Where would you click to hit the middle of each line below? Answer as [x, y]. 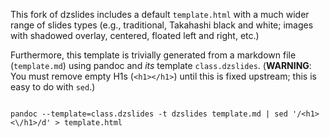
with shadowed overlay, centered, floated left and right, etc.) [135, 35]
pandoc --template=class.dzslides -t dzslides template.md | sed [149, 114]
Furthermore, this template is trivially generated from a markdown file [153, 55]
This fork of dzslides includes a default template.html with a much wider [160, 14]
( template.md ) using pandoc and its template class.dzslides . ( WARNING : [161, 65]
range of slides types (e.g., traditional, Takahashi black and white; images [162, 25]
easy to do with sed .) [53, 87]
